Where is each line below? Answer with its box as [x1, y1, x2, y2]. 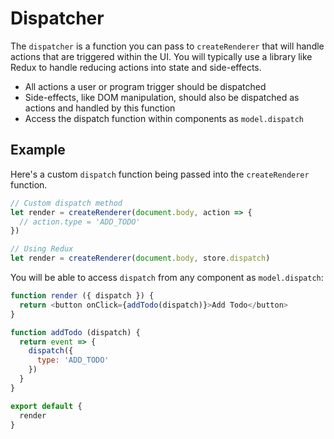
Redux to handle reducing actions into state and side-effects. [10, 61, 262, 73]
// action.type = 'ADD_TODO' [19, 217, 141, 227]
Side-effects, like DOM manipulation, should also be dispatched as [24, 91, 300, 103]
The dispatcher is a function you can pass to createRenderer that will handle [10, 40, 325, 52]
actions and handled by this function [24, 102, 176, 114]
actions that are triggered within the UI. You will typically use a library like [10, 50, 313, 62]
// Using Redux [10, 244, 74, 254]
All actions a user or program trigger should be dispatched [24, 80, 267, 92]
